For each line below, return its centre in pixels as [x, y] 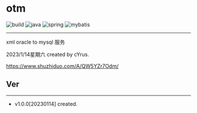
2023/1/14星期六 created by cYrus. [48, 54]
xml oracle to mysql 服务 [36, 42]
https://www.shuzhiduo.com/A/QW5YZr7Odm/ [62, 66]
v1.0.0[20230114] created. [46, 104]
